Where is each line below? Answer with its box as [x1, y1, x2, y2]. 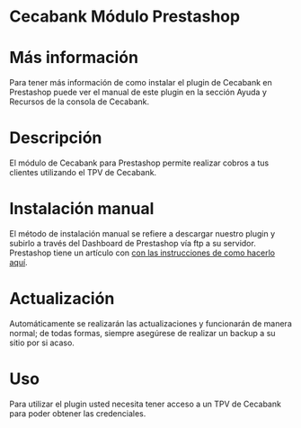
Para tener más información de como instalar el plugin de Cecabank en [9, 77, 272, 88]
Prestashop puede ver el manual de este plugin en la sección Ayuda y [9, 87, 268, 98]
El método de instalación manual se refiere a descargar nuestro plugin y [9, 228, 276, 239]
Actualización [9, 289, 115, 309]
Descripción [9, 128, 102, 148]
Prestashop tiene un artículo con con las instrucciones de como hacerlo [9, 247, 276, 258]
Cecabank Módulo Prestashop [9, 6, 241, 27]
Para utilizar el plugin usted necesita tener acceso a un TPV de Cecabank [9, 398, 281, 409]
